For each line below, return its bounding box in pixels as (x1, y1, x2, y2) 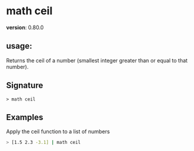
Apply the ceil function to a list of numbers (6, 128, 110, 135)
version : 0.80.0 (6, 24, 44, 31)
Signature (6, 80, 43, 90)
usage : (6, 41, 33, 51)
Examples (6, 112, 43, 122)
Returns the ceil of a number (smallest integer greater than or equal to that (6, 56, 188, 64)
